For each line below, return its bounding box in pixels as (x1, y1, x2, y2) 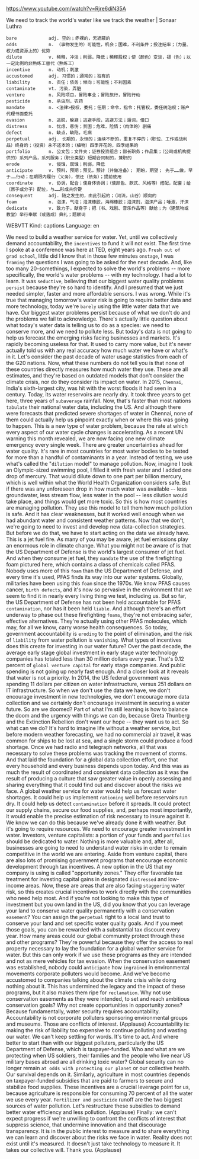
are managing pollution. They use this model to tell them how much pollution (6, 504, 192, 511)
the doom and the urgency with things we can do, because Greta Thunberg (6, 712, 190, 719)
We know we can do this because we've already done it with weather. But (6, 819, 186, 826)
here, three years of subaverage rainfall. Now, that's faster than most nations (6, 397, 191, 404)
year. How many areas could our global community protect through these (6, 933, 185, 939)
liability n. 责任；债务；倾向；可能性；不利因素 (6, 79, 132, 85)
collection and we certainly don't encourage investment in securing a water (6, 699, 191, 706)
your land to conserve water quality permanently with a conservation (6, 907, 175, 914)
